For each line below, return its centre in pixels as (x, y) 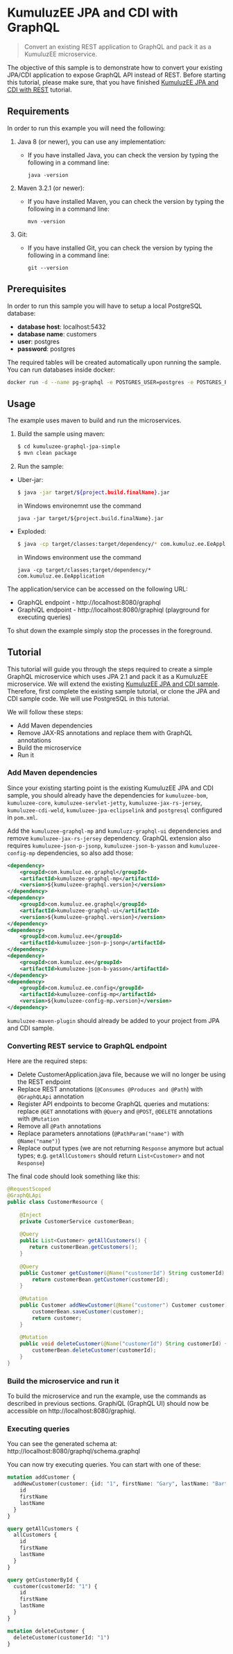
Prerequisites (37, 289)
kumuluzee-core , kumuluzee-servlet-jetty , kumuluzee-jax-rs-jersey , (105, 802)
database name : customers (57, 334)
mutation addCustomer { (42, 1478)
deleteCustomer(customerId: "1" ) (62, 1637)
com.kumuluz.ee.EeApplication (61, 576)
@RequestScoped (29, 1189)
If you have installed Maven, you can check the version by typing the (126, 201)
